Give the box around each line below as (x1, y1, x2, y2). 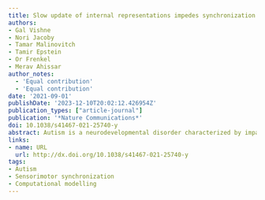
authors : (8, 19, 37, 27)
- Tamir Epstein (8, 48, 62, 56)
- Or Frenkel (8, 56, 51, 64)
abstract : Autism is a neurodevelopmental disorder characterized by (8, 128, 242, 136)
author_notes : (8, 70, 55, 78)
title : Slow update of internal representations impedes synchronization (8, 11, 256, 20)
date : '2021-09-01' (8, 92, 73, 100)
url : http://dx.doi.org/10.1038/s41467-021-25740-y (15, 150, 189, 158)
